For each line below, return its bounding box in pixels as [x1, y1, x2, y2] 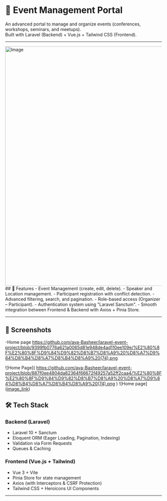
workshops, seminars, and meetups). [5, 26, 81, 32]
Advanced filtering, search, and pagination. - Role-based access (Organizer [5, 296, 161, 302]
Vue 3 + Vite [12, 469, 38, 476]
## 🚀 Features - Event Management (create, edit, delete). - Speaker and [5, 285, 153, 291]
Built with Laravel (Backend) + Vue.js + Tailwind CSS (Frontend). [5, 31, 137, 37]
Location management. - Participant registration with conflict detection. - [5, 290, 155, 296]
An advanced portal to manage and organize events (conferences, [5, 21, 141, 27]
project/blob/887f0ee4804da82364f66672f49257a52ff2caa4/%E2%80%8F [5, 370, 162, 376]
